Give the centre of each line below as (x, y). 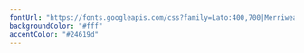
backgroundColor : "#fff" (56, 26)
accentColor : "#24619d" (54, 34)
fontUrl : (26, 18)
